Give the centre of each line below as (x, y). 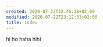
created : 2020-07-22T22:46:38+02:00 (50, 11)
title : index (22, 22)
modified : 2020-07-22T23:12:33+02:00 (52, 17)
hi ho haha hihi (24, 39)
